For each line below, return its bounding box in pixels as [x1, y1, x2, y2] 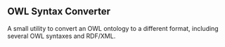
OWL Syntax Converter [7, 6, 111, 18]
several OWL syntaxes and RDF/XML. [7, 32, 116, 40]
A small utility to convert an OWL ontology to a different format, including [7, 24, 219, 32]
